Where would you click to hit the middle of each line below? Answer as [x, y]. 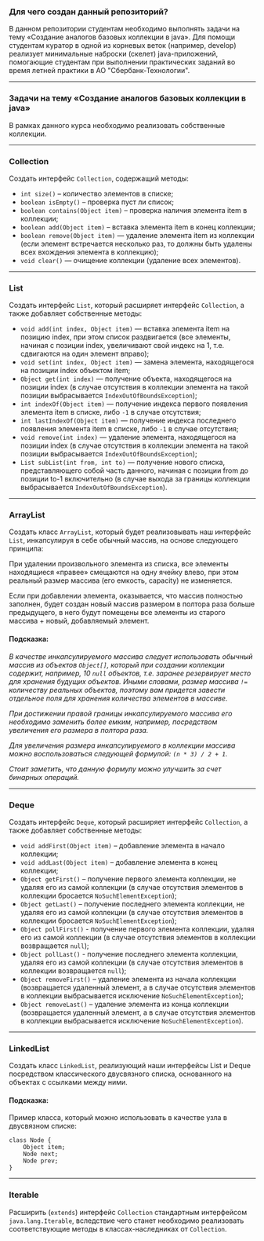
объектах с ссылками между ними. [68, 1082]
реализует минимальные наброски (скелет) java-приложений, [114, 54]
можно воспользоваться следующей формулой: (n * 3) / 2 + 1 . [118, 753]
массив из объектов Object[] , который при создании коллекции [117, 664]
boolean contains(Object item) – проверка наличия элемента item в [134, 210]
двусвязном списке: [43, 1126]
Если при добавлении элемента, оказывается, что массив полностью [126, 596]
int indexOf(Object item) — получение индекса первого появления [134, 404]
